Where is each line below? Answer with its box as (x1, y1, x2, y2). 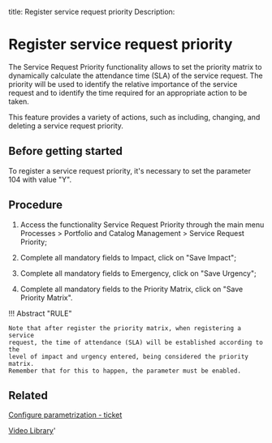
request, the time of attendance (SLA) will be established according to (8, 338, 264, 346)
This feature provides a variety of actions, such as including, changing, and (8, 112, 261, 122)
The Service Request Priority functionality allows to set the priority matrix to (8, 62, 262, 71)
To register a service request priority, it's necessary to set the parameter (8, 166, 252, 175)
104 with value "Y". (8, 174, 72, 184)
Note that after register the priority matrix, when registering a (8, 324, 242, 332)
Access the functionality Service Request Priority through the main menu (19, 219, 265, 230)
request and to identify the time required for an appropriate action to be (8, 88, 248, 97)
